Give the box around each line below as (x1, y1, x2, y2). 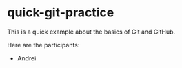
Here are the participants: (7, 41, 80, 49)
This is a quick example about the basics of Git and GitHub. (7, 27, 176, 36)
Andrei (17, 54, 37, 63)
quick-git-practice (7, 5, 114, 21)
